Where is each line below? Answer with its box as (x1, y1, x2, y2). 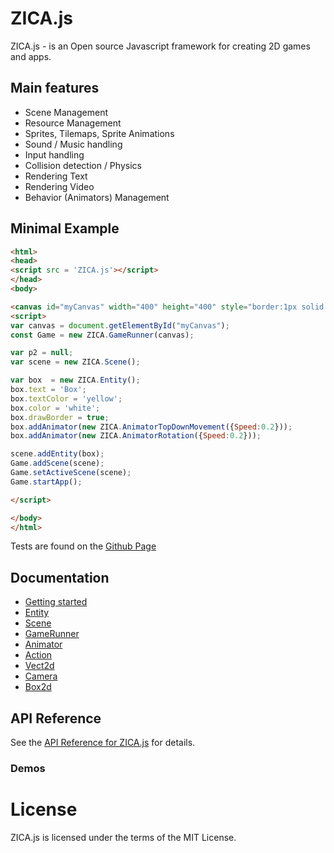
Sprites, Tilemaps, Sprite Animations (24, 127, 175, 139)
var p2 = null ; (10, 348, 74, 358)
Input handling (24, 148, 85, 161)
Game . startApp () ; (10, 477, 83, 487)
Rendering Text (24, 170, 88, 182)
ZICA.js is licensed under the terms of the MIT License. (10, 831, 237, 843)
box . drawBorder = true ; (10, 412, 110, 422)
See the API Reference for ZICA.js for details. (10, 737, 196, 749)
